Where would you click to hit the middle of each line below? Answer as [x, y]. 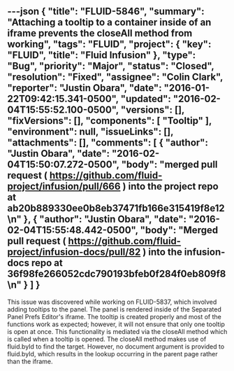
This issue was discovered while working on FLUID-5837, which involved [112, 302]
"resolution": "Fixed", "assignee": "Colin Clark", [115, 77]
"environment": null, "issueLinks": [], [90, 132]
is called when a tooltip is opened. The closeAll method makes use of [107, 339]
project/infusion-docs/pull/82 [74, 252]
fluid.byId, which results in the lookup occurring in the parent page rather [112, 353]
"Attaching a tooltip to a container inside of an [109, 23]
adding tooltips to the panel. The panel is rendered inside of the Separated [114, 309]
